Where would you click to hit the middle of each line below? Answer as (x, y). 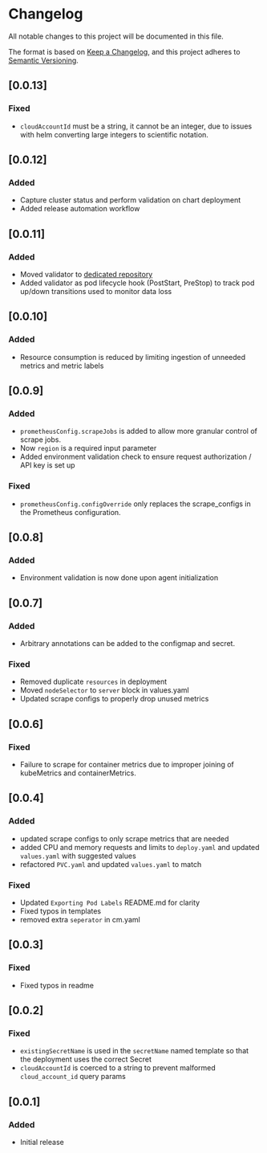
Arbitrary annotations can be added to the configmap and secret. (127, 644)
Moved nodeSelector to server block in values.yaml (105, 690)
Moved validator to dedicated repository (86, 274)
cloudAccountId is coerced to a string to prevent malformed (118, 1068)
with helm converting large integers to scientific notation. (114, 134)
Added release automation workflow (80, 209)
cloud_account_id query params (73, 1077)
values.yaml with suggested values (78, 856)
